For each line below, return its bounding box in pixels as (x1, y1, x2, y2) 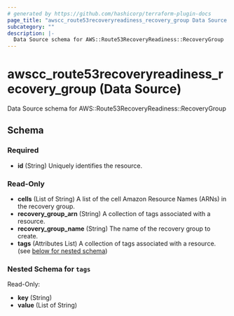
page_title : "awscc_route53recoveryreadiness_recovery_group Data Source (7, 17, 228, 24)
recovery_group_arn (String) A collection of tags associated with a (17, 210, 211, 218)
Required (7, 145, 39, 155)
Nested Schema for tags (7, 264, 91, 273)
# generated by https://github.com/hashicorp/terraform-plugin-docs (7, 10, 212, 17)
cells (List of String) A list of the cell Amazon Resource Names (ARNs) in (17, 195, 227, 203)
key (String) (17, 294, 53, 302)
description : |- (7, 29, 55, 37)
